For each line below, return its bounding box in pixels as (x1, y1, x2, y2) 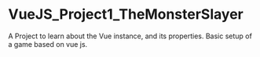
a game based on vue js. (8, 39, 88, 48)
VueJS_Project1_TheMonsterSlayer (8, 5, 244, 23)
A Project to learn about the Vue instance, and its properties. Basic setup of (8, 31, 253, 41)
